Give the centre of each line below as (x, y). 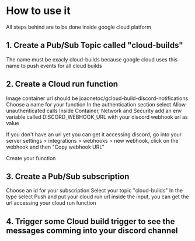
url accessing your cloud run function (51, 203)
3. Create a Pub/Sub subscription (68, 176)
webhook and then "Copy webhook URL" (55, 147)
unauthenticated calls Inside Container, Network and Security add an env (94, 111)
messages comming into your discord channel (92, 230)
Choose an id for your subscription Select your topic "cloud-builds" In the (95, 191)
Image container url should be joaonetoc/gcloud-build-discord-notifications (97, 98)
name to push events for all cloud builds (54, 66)
